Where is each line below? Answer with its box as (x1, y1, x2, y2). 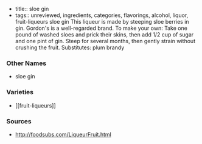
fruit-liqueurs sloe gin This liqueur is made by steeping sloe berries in (15, 18, 190, 25)
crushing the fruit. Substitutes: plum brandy (15, 44, 125, 51)
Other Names (6, 59, 47, 67)
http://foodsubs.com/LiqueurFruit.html (15, 131, 111, 138)
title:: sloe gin (15, 5, 49, 12)
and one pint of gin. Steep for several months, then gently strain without (15, 38, 196, 44)
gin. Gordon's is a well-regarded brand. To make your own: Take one (15, 24, 187, 32)
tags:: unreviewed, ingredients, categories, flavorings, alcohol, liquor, (15, 12, 189, 19)
